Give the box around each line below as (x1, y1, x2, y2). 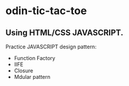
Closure (14, 67, 34, 74)
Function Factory (14, 55, 55, 61)
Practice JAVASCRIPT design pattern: (5, 43, 97, 50)
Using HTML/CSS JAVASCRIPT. (5, 28, 124, 38)
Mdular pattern (14, 74, 51, 80)
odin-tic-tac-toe (5, 4, 87, 18)
